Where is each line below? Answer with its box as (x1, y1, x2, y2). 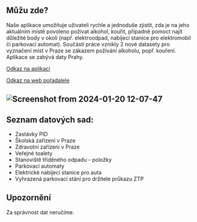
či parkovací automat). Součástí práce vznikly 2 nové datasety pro (6, 40, 170, 48)
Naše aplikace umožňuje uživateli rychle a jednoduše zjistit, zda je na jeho (6, 21, 190, 28)
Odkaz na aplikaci (6, 65, 50, 72)
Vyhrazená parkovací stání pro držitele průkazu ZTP (14, 175, 144, 183)
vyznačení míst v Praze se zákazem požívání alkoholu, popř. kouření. (6, 47, 177, 54)
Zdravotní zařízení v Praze (14, 143, 80, 150)
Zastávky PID (14, 131, 48, 138)
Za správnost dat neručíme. (6, 208, 74, 216)
